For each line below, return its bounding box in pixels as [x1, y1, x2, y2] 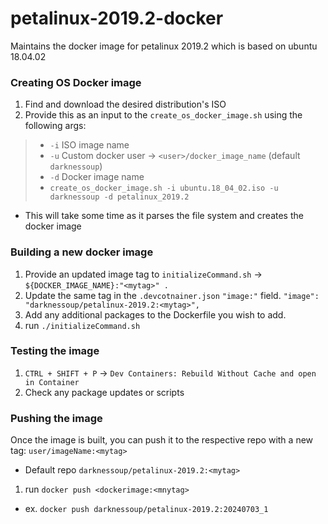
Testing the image [10, 344, 100, 358]
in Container [24, 377, 80, 387]
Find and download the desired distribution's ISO [24, 98, 227, 111]
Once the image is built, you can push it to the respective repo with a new [10, 434, 314, 446]
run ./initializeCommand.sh [24, 319, 141, 331]
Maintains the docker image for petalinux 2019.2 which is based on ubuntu [10, 40, 318, 52]
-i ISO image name [49, 139, 130, 151]
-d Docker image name [49, 171, 145, 183]
